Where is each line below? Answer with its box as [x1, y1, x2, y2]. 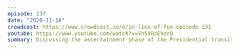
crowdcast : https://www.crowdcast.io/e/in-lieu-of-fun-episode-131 [7, 23, 212, 30]
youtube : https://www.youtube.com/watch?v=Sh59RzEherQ [7, 29, 174, 37]
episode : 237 [7, 10, 46, 18]
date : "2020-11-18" [7, 17, 65, 24]
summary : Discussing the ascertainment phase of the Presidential [7, 36, 208, 43]
